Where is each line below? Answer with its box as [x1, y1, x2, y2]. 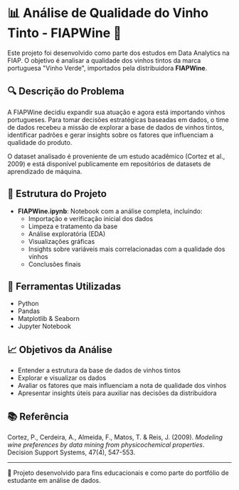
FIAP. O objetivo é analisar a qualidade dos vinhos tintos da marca [7, 56, 201, 64]
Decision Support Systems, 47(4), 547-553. [7, 448, 136, 456]
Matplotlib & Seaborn [17, 315, 80, 323]
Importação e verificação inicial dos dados [28, 214, 154, 223]
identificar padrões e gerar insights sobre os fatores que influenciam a [7, 131, 214, 139]
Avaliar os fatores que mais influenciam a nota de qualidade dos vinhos [17, 382, 227, 390]
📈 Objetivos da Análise [7, 343, 112, 356]
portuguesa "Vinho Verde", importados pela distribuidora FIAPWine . [7, 63, 208, 72]
